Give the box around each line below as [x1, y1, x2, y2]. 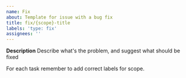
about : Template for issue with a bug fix [6, 14, 113, 20]
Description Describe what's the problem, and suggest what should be [6, 47, 180, 54]
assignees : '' [6, 31, 42, 37]
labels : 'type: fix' [6, 25, 58, 32]
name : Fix [6, 8, 31, 15]
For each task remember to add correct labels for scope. [6, 65, 144, 72]
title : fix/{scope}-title [6, 20, 70, 26]
